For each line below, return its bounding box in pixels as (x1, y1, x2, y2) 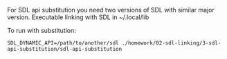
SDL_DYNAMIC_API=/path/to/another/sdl (7, 40, 119, 47)
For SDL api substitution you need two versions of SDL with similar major (7, 6, 215, 14)
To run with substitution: (7, 27, 76, 34)
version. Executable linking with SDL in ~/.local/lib (7, 13, 149, 21)
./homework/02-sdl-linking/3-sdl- (121, 40, 221, 47)
